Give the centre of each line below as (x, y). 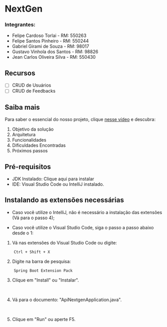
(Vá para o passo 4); (33, 218)
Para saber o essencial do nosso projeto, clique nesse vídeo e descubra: (80, 119)
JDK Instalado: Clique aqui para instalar (53, 179)
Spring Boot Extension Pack (43, 271)
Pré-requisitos (28, 167)
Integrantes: (20, 25)
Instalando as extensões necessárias (64, 200)
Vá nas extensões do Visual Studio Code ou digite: (64, 242)
